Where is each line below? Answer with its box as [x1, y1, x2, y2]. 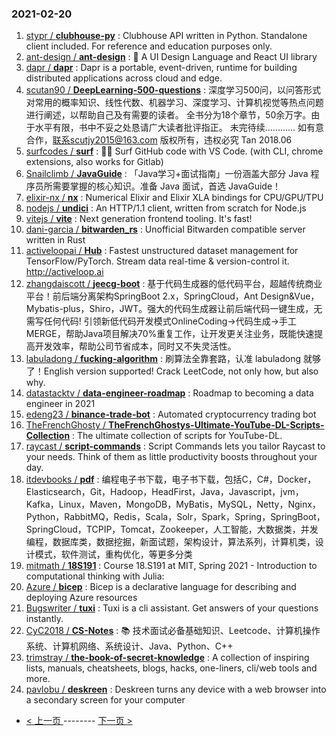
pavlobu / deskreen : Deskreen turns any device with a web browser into [25, 683, 327, 696]
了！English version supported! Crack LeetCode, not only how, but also [25, 365, 319, 377]
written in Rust [25, 234, 86, 246]
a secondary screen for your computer [25, 694, 186, 706]
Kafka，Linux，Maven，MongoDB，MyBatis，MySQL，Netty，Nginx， [25, 498, 321, 511]
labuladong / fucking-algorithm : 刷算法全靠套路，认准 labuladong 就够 [25, 353, 321, 365]
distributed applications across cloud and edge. [25, 72, 223, 84]
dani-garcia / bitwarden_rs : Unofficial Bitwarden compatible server [25, 223, 306, 236]
